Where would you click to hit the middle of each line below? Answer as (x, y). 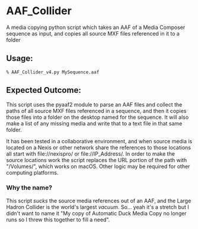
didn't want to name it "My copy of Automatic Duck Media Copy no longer (96, 213)
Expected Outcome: (44, 90)
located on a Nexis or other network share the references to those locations (99, 147)
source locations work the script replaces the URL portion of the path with (97, 160)
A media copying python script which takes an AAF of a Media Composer (96, 27)
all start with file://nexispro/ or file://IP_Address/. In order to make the (90, 154)
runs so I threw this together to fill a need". (58, 220)
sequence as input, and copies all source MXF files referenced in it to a (93, 33)
